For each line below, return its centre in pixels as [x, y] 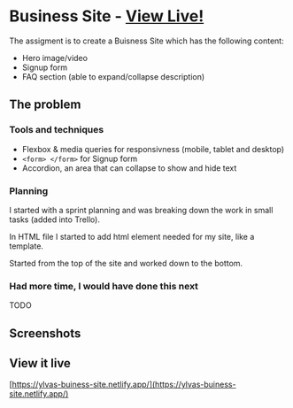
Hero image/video [55, 58]
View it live [40, 363]
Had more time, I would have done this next [104, 286]
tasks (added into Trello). [54, 219]
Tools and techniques [57, 130]
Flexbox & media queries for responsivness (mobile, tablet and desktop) [153, 149]
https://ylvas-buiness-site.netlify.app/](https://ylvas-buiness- [124, 385]
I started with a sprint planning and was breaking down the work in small [141, 210]
